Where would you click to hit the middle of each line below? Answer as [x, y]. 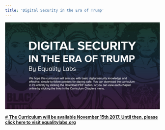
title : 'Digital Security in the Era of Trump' [55, 10]
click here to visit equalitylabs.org [41, 122]
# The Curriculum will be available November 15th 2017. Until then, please [82, 117]
